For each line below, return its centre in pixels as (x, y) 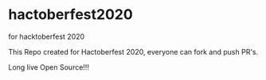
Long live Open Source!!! (49, 67)
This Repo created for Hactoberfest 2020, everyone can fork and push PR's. (133, 51)
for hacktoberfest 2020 (47, 36)
